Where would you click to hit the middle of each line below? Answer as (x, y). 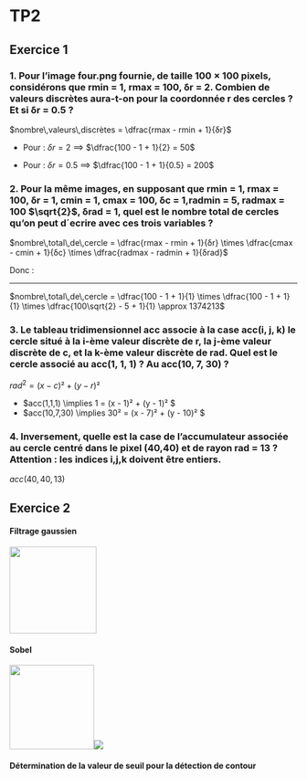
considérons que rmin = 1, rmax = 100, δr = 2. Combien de (140, 87)
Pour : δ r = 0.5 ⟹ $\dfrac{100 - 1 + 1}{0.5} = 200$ (118, 164)
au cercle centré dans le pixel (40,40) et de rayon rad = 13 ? (144, 448)
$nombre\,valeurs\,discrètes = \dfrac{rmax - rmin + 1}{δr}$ (121, 130)
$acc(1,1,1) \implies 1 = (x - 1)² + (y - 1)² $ (99, 404)
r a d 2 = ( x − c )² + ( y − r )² (55, 385)
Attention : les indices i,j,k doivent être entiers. (116, 459)
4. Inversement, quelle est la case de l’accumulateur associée (149, 437)
